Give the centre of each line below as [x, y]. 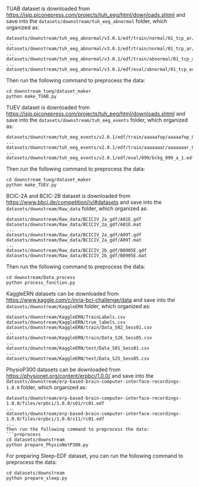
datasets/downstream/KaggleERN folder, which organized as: [78, 306]
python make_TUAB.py [32, 97]
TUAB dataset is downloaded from [48, 9]
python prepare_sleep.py [37, 478]
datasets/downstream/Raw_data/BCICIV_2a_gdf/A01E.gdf [74, 219]
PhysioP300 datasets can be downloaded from [63, 369]
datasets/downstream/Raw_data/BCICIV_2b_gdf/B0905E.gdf [76, 251]
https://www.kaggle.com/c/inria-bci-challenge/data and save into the [91, 300]
